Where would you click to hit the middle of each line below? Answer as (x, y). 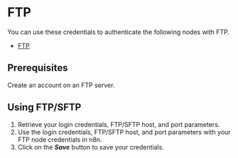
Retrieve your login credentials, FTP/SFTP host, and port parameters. (119, 124)
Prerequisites (38, 68)
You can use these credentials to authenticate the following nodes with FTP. (118, 32)
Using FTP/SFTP (44, 107)
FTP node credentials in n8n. (60, 140)
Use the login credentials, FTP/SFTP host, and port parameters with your (124, 132)
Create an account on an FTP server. (61, 85)
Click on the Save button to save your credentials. (91, 147)
